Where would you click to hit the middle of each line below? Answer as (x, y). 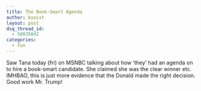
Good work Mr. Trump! (35, 81)
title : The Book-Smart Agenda (44, 12)
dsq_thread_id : (25, 29)
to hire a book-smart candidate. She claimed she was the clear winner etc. (99, 69)
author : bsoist (25, 17)
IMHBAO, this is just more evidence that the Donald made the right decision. (101, 75)
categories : (21, 40)
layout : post (23, 23)
